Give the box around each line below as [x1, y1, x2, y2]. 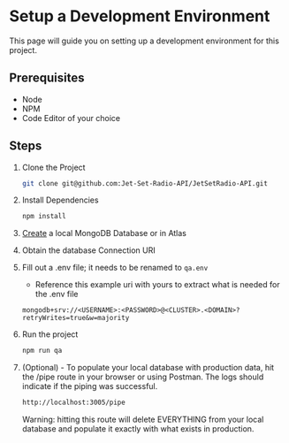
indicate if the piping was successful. [21, 381, 158, 392]
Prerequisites [9, 71, 85, 86]
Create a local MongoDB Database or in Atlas [21, 228, 187, 239]
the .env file [34, 289, 79, 300]
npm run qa [21, 347, 63, 355]
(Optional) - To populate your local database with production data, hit [21, 363, 275, 373]
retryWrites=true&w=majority [21, 314, 130, 323]
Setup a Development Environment [9, 6, 270, 27]
